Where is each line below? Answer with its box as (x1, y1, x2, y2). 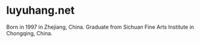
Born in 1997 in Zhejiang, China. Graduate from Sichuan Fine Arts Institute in (6, 23, 194, 30)
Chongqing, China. (6, 29, 53, 36)
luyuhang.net (6, 4, 75, 17)
